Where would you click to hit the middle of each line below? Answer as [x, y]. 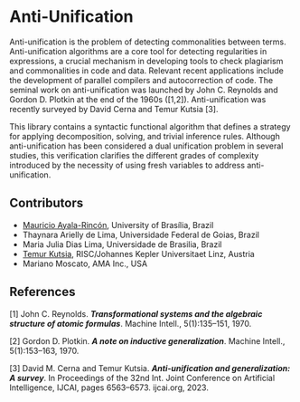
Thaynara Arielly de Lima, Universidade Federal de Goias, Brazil [141, 234]
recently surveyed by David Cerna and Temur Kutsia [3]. [114, 109]
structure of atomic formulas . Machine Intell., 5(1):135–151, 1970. [131, 323]
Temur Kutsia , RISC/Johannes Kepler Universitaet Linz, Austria [138, 254]
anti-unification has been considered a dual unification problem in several [146, 146]
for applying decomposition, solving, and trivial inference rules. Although [145, 136]
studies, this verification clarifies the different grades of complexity [134, 155]
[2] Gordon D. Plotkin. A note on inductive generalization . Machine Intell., [147, 340]
